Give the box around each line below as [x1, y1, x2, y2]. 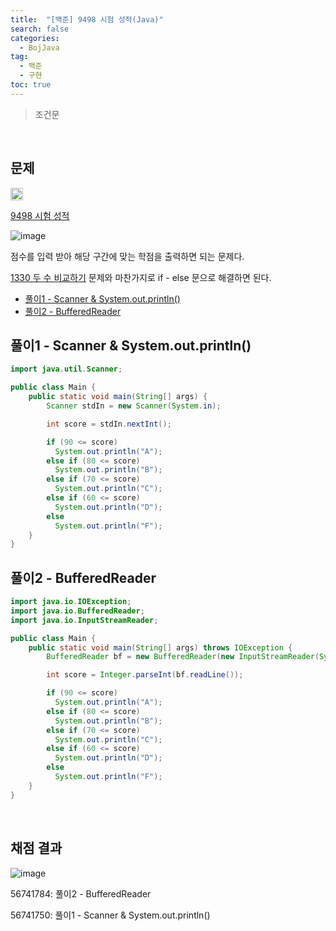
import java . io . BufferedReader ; [10, 606, 145, 616]
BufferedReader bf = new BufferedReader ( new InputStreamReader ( [46, 652, 320, 662]
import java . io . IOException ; [10, 597, 132, 607]
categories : [10, 33, 60, 43]
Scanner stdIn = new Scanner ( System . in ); [46, 401, 222, 411]
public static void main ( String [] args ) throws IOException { [28, 642, 293, 653]
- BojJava [19, 42, 60, 53]
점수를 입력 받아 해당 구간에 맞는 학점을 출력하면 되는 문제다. [10, 250, 245, 262]
